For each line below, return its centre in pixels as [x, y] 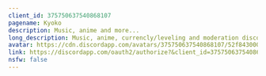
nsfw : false [28, 60]
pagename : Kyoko [35, 23]
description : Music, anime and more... [74, 30]
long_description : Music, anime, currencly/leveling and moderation [123, 38]
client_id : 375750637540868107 [60, 15]
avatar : [21, 45]
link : [17, 52]
